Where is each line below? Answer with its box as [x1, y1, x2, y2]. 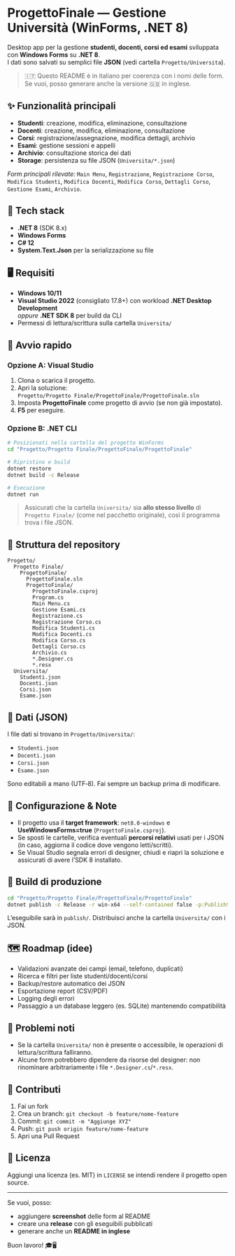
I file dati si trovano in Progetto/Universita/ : [7, 730, 135, 738]
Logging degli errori [17, 994, 75, 1003]
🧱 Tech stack [7, 205, 65, 217]
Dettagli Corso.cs [32, 643, 86, 650]
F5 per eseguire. [17, 406, 65, 414]
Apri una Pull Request [17, 1131, 80, 1140]
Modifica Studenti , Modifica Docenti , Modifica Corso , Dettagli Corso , [7, 177, 211, 185]
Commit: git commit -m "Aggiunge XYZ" [17, 1116, 131, 1125]
